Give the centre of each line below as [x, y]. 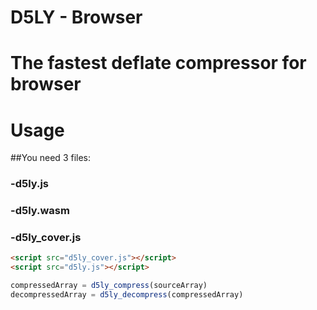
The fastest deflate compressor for [158, 63]
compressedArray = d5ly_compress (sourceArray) [109, 286]
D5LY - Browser [76, 17]
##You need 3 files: [51, 158]
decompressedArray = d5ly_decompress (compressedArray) [127, 295]
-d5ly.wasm [40, 211]
